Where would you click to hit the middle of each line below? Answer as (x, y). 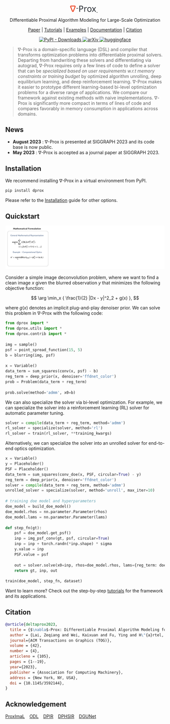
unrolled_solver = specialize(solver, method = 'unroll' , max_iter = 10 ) (80, 491)
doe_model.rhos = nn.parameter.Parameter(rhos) (56, 512)
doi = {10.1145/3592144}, (37, 683)
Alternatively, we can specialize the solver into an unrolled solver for (76, 443)
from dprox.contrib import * (36, 334)
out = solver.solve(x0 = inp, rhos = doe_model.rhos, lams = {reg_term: (86, 565)
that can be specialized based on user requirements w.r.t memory (86, 71)
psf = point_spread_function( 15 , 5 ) (44, 350)
